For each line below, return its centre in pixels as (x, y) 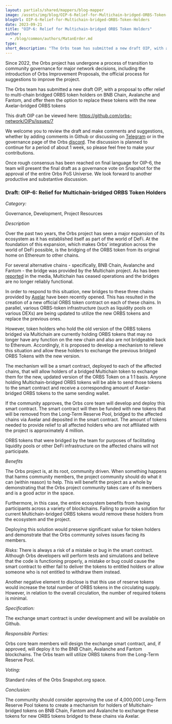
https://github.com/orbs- (105, 116)
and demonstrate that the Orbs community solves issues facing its (75, 535)
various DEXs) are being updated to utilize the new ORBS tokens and (78, 313)
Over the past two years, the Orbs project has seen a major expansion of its (85, 233)
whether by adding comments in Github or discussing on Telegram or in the (85, 136)
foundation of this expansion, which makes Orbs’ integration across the (81, 244)
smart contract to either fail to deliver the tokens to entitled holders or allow (85, 566)
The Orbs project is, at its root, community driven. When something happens (86, 471)
